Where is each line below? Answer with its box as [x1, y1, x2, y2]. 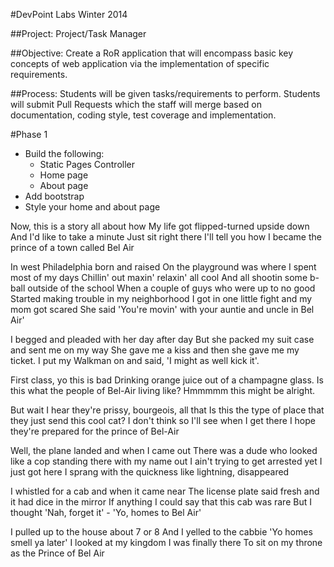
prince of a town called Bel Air [10, 242, 135, 253]
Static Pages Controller [39, 159, 135, 170]
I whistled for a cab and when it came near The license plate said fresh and [10, 485, 320, 497]
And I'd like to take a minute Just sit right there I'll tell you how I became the [10, 231, 322, 243]
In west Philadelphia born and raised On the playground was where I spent [10, 261, 317, 273]
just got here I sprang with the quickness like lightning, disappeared [10, 466, 290, 478]
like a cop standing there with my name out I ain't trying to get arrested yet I [10, 455, 323, 467]
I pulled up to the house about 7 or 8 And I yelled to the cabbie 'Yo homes [10, 526, 313, 538]
